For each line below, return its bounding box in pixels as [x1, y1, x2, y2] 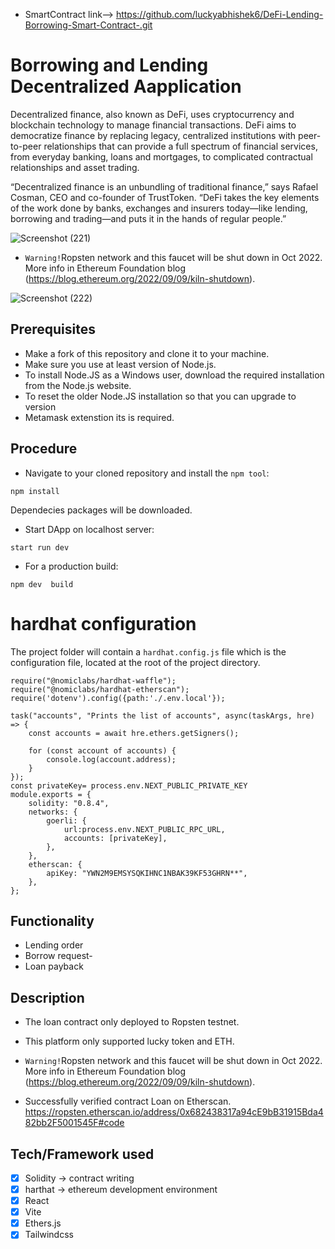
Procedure [10, 440, 78, 458]
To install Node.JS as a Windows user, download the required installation [24, 369, 325, 381]
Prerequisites [10, 321, 96, 338]
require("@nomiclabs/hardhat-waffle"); [10, 675, 177, 686]
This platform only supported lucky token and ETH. [24, 1035, 235, 1048]
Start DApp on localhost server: [24, 523, 155, 535]
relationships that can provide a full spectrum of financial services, [43, 140, 318, 152]
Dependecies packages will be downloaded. [10, 504, 193, 516]
